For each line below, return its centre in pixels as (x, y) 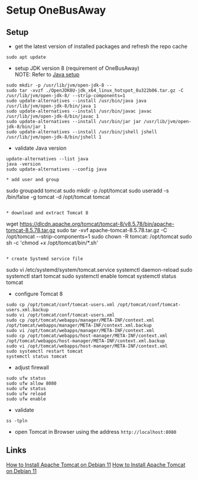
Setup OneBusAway (56, 10)
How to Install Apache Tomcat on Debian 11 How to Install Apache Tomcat (96, 465)
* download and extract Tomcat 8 (47, 213)
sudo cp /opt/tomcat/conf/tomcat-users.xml (61, 305)
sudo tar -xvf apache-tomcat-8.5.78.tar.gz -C (112, 230)
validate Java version (40, 148)
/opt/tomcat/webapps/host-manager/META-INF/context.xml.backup (86, 341)
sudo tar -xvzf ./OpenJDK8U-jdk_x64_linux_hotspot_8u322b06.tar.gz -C (95, 91)
